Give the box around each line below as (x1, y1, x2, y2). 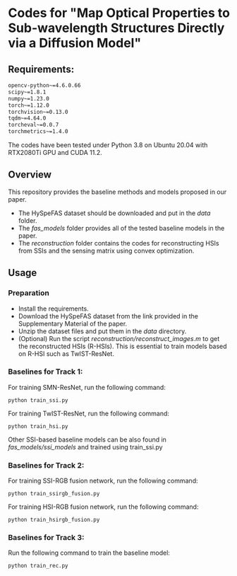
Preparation (8, 288, 50, 298)
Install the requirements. (18, 304, 89, 313)
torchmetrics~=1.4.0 (8, 128, 69, 135)
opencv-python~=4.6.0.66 (8, 82, 81, 89)
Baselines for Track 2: (8, 460, 85, 470)
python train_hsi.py (8, 422, 69, 430)
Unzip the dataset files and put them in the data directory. (18, 327, 187, 335)
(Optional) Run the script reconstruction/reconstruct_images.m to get (18, 334, 220, 342)
